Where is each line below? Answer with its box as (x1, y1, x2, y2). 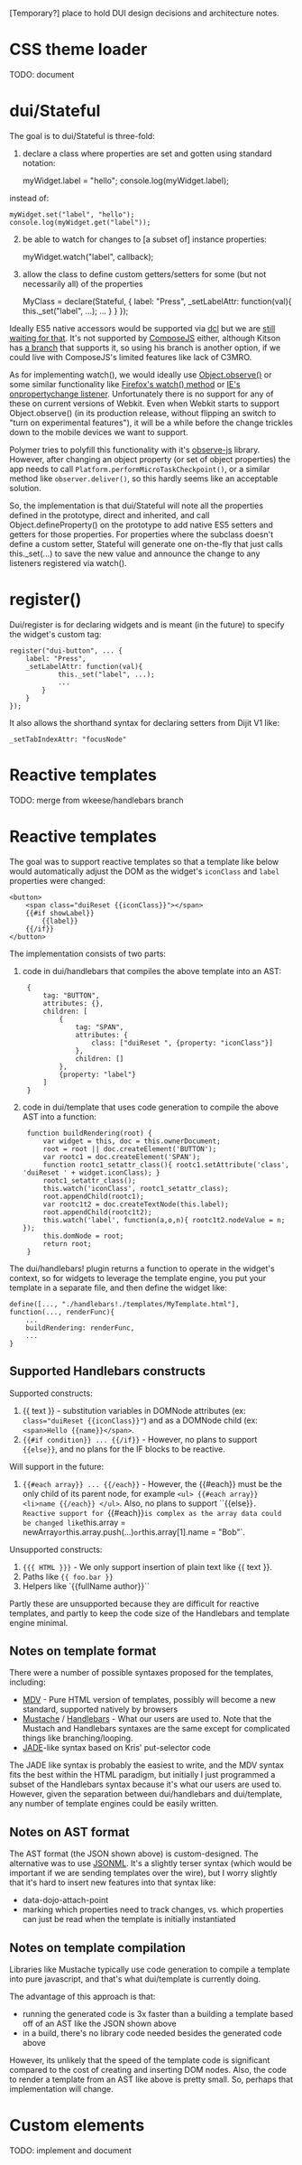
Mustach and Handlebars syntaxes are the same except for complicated (22, 1724, 290, 1734)
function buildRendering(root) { (26, 1129, 152, 1138)
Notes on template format (9, 1643, 157, 1659)
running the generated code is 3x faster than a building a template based (22, 2008, 294, 2019)
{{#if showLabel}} (25, 908, 95, 917)
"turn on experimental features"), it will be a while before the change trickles (9, 417, 293, 428)
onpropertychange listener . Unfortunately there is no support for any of (9, 388, 274, 399)
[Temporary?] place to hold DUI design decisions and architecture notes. (9, 8, 279, 18)
